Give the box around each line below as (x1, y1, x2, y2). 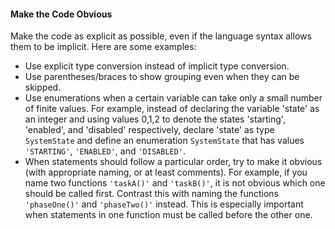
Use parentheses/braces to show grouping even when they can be (24, 71, 300, 83)
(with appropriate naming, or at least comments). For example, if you (24, 166, 308, 179)
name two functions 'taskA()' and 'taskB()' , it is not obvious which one (24, 177, 326, 189)
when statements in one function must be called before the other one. (24, 209, 313, 221)
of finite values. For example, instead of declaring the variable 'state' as (24, 103, 320, 115)
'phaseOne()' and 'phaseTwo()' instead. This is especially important (24, 198, 304, 210)
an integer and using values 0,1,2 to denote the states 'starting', (24, 113, 286, 125)
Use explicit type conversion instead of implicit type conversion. (24, 60, 290, 72)
